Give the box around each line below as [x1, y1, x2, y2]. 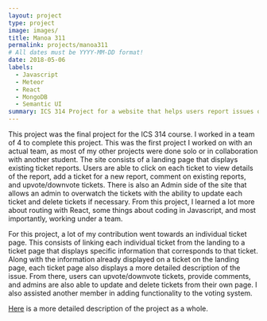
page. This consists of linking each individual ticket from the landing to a [8, 238, 246, 247]
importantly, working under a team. [8, 214, 123, 223]
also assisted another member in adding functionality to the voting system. [8, 288, 253, 298]
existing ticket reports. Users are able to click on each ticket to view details [8, 164, 253, 172]
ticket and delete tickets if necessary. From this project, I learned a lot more [8, 197, 256, 207]
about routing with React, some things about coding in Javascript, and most [8, 206, 257, 215]
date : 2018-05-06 [8, 56, 66, 64]
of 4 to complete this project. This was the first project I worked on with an [8, 138, 253, 147]
